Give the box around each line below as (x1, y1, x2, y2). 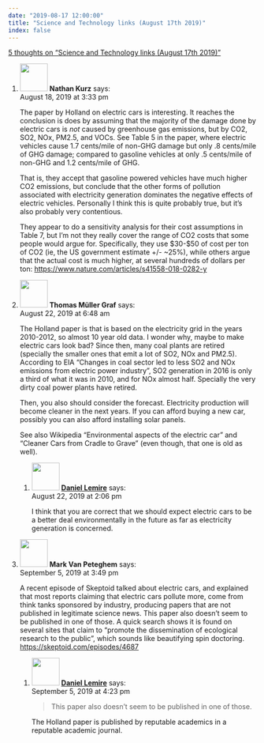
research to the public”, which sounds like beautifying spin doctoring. (19, 634, 245, 643)
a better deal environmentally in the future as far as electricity (31, 515, 232, 525)
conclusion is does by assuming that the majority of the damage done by (19, 116, 256, 126)
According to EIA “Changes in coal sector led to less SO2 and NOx (19, 357, 236, 368)
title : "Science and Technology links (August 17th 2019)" (8, 19, 206, 27)
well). (19, 447, 38, 457)
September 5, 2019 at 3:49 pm (19, 568, 119, 578)
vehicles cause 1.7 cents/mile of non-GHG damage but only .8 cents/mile (19, 141, 257, 151)
